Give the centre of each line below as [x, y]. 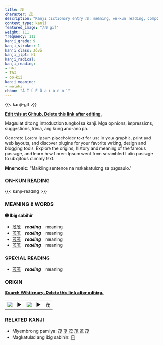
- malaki [14, 86]
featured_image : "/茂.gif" [32, 28]
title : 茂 [15, 9]
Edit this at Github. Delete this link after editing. [54, 114]
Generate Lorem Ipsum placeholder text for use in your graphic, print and [78, 138]
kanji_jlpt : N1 [20, 55]
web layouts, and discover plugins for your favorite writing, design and [75, 143]
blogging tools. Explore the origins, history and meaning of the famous [75, 148]
